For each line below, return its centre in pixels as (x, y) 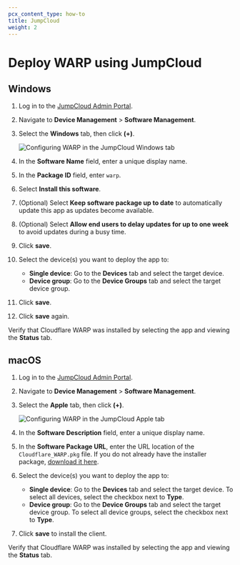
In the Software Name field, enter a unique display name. (103, 161)
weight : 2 (23, 27)
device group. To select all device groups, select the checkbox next (129, 512)
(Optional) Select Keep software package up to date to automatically (120, 203)
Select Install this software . (60, 189)
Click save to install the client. (62, 534)
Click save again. (44, 316)
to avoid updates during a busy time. (72, 232)
